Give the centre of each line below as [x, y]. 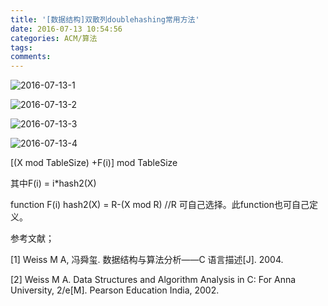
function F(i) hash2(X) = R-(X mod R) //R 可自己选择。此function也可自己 [160, 205]
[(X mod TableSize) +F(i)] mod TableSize [94, 163]
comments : [31, 57]
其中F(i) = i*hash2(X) [53, 183]
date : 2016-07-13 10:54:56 [66, 29]
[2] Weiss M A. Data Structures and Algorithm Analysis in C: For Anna [153, 280]
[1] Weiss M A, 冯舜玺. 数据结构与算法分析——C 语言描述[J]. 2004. [147, 260]
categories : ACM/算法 [54, 38]
